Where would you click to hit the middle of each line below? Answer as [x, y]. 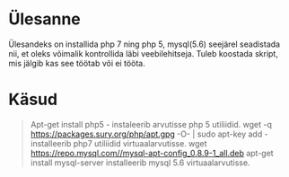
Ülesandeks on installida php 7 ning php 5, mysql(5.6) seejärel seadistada [144, 44]
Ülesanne [45, 19]
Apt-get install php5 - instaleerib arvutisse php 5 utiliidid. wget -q [151, 124]
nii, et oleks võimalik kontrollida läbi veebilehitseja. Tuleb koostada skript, [144, 53]
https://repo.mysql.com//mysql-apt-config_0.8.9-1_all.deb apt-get [152, 153]
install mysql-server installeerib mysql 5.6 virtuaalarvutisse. [140, 163]
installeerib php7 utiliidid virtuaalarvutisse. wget [118, 143]
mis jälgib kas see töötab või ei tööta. [77, 63]
